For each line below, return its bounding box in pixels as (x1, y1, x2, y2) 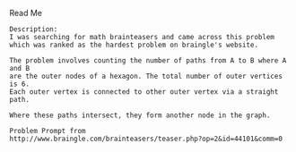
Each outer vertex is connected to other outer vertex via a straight (9, 88, 279, 97)
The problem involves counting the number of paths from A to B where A (9, 56, 287, 65)
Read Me (9, 8, 43, 18)
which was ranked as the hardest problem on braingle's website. (9, 40, 258, 49)
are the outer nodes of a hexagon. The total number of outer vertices (9, 72, 283, 80)
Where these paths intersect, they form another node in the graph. (9, 111, 271, 120)
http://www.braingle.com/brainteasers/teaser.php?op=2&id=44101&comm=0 (9, 134, 283, 143)
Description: (9, 25, 58, 34)
